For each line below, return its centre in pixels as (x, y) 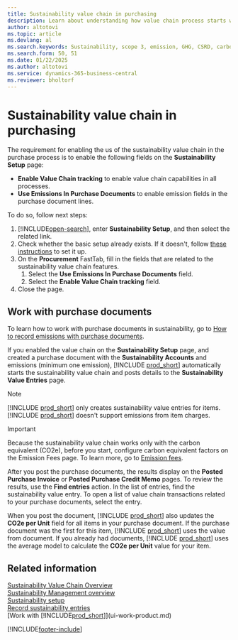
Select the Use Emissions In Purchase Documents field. (110, 274)
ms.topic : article (34, 34)
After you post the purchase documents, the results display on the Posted (115, 472)
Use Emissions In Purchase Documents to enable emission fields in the (123, 194)
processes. (34, 186)
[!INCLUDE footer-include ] (45, 629)
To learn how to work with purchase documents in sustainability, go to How (117, 329)
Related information (52, 568)
